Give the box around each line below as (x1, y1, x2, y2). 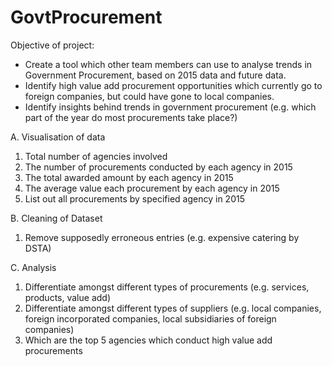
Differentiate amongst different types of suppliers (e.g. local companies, (24, 302, 322, 314)
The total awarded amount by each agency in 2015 (24, 171, 234, 183)
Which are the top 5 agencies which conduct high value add (24, 334, 273, 346)
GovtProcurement (10, 6, 163, 29)
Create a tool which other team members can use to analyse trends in (24, 58, 313, 70)
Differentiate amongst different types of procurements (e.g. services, (24, 281, 310, 293)
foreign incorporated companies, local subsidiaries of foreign (24, 312, 277, 325)
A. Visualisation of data (10, 131, 106, 143)
